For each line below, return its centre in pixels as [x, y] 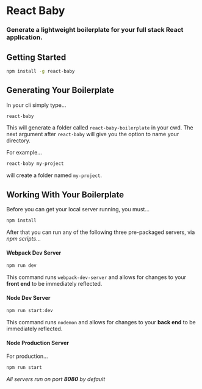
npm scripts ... [23, 239]
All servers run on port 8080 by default [56, 379]
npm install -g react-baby [41, 71]
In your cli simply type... [36, 105]
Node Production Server [38, 343]
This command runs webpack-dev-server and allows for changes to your [96, 277]
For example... [24, 153]
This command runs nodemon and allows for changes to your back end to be [101, 322]
